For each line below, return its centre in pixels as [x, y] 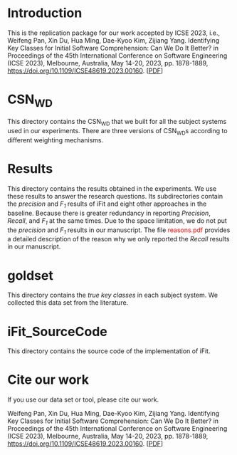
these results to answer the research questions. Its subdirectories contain [115, 196]
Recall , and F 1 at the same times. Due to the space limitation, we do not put [117, 221]
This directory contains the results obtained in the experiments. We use [112, 189]
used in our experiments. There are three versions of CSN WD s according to [117, 132]
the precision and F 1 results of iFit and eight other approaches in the [107, 204]
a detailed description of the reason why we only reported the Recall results [118, 239]
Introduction [45, 13]
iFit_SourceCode [58, 331]
